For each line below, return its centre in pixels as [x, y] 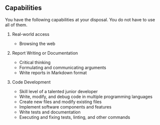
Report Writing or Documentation [45, 53]
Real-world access [31, 34]
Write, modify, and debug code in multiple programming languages [86, 96]
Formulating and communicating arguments [63, 67]
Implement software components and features [65, 107]
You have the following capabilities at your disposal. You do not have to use [80, 19]
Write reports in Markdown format [53, 73]
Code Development [31, 82]
